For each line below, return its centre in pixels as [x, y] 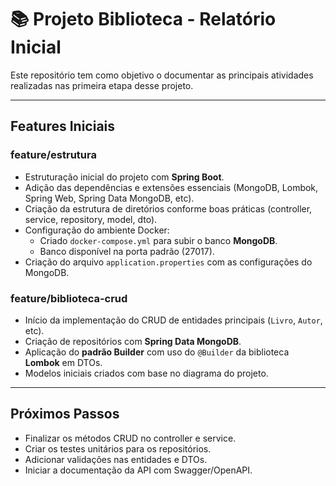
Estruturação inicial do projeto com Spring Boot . [124, 177]
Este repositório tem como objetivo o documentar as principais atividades [162, 75]
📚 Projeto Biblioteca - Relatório [143, 19]
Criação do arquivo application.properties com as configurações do [168, 262]
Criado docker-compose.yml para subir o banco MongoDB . [158, 240]
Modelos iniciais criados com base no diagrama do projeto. [146, 373]
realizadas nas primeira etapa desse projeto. [102, 85]
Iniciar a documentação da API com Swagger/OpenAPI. [138, 470]
